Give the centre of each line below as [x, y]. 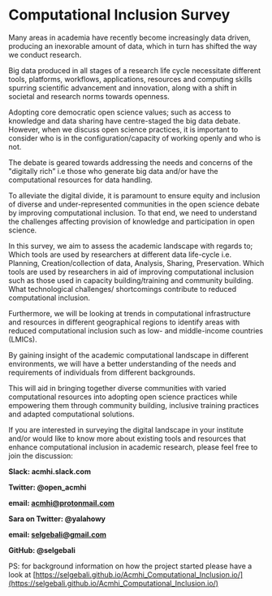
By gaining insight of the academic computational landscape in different [129, 355]
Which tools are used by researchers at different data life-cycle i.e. [120, 254]
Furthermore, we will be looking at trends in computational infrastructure [130, 313]
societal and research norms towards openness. [89, 96]
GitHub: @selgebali [42, 550]
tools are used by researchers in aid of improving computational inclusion [131, 272]
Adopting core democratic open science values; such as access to [120, 112]
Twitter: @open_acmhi [47, 487]
